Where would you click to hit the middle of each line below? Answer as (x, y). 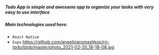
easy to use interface (28, 12)
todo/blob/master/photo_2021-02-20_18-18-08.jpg (63, 47)
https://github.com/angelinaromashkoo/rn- (66, 42)
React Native (26, 37)
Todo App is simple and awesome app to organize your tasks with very (79, 7)
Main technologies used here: (36, 24)
